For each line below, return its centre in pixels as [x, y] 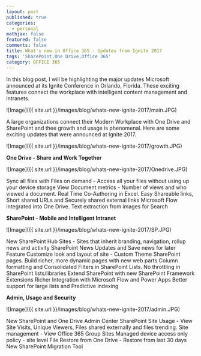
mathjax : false [25, 34]
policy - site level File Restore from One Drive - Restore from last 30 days [97, 340]
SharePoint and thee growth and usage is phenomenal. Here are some [93, 128]
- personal [25, 29]
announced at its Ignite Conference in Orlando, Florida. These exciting [93, 85]
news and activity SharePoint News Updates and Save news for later [91, 247]
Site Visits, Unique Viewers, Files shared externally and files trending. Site [97, 327]
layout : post [22, 12]
